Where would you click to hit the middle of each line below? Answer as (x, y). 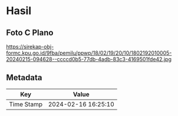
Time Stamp (26, 104)
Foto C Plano (30, 33)
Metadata (24, 78)
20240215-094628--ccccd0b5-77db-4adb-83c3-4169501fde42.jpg (89, 59)
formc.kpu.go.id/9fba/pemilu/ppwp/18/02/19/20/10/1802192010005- (89, 53)
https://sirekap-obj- (30, 47)
